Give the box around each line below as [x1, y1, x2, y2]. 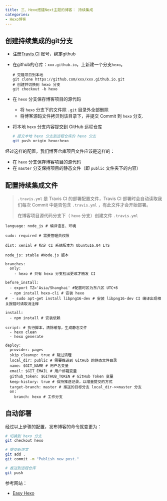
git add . [5, 452, 26, 457]
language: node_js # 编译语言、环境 [5, 223, 76, 229]
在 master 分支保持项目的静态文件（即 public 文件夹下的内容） [12, 165, 141, 171]
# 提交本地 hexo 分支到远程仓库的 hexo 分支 [12, 134, 96, 139]
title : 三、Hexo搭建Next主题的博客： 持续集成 [5, 7, 93, 13]
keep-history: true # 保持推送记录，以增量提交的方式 [9, 379, 113, 384]
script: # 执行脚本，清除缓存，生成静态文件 [5, 325, 87, 330]
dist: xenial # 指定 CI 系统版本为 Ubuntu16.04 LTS [5, 243, 110, 248]
